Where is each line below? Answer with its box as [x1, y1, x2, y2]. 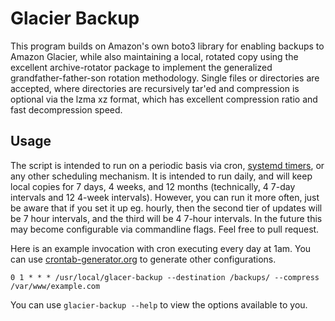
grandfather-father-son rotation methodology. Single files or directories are [10, 72, 320, 84]
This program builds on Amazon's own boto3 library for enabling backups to [10, 40, 325, 52]
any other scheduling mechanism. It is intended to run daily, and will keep [10, 170, 313, 182]
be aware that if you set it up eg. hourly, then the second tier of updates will [10, 202, 323, 214]
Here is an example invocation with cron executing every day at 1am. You [10, 242, 312, 254]
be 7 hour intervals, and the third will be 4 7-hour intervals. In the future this [10, 212, 323, 224]
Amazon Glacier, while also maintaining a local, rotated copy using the [10, 50, 299, 62]
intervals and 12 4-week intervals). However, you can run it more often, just [10, 191, 320, 203]
